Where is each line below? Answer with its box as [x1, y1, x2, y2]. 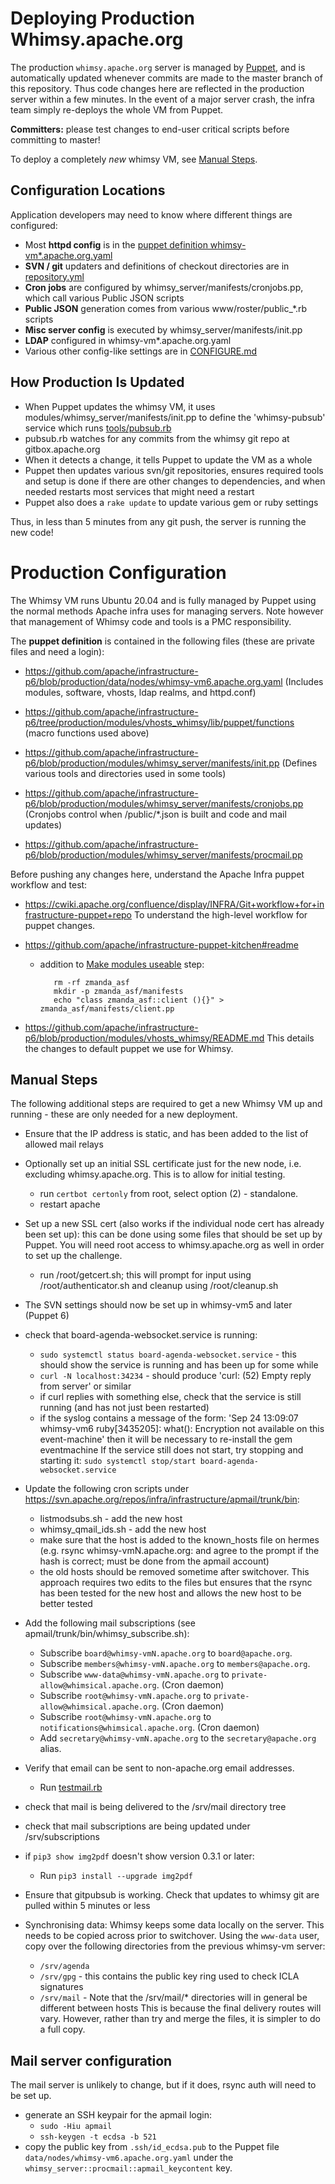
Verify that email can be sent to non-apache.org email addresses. [24, 1762, 295, 1774]
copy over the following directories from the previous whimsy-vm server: [24, 1940, 326, 1952]
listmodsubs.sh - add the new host [39, 1513, 183, 1525]
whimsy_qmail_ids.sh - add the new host [39, 1523, 207, 1536]
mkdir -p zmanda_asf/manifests [53, 986, 184, 996]
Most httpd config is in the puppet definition [24, 238, 208, 251]
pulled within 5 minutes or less [24, 1900, 151, 1912]
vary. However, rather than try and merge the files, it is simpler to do [39, 2013, 321, 2025]
